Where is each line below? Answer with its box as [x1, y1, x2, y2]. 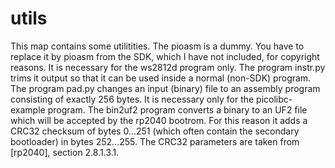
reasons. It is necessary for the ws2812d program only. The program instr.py [10, 61, 326, 73]
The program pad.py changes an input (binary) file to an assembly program [10, 82, 321, 94]
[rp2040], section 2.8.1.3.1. [10, 146, 120, 158]
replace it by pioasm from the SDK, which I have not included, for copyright [10, 50, 320, 62]
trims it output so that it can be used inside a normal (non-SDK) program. [10, 72, 312, 84]
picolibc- [256, 93, 293, 105]
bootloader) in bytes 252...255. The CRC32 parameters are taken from [10, 135, 300, 147]
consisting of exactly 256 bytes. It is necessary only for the [10, 93, 255, 105]
